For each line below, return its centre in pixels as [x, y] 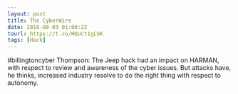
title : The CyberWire [40, 20]
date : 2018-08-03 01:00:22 [47, 27]
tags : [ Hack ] [27, 40]
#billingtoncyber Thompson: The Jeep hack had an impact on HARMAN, [113, 60]
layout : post [27, 14]
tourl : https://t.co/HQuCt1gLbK [55, 34]
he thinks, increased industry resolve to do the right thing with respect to [114, 76]
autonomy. [23, 83]
